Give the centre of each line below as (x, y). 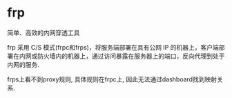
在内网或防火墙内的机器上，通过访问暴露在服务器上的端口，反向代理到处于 (119, 56)
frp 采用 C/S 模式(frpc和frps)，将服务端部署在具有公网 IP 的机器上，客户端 (113, 47)
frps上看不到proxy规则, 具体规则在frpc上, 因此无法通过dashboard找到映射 (112, 79)
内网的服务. (23, 64)
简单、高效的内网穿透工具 (43, 32)
